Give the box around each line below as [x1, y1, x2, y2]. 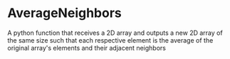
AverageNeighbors [7, 5, 122, 21]
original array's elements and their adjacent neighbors [7, 43, 166, 52]
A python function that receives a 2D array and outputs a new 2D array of [7, 28, 223, 37]
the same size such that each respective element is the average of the [7, 36, 214, 44]
